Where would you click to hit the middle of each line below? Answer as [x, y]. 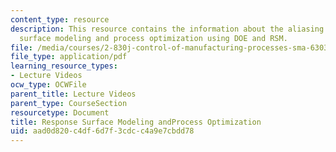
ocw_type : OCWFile [48, 85]
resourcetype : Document [60, 112]
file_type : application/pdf [69, 57]
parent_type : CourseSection [69, 103]
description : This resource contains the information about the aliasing [167, 29]
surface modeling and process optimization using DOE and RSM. [153, 38]
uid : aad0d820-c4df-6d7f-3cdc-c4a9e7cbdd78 [102, 131]
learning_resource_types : [64, 66]
